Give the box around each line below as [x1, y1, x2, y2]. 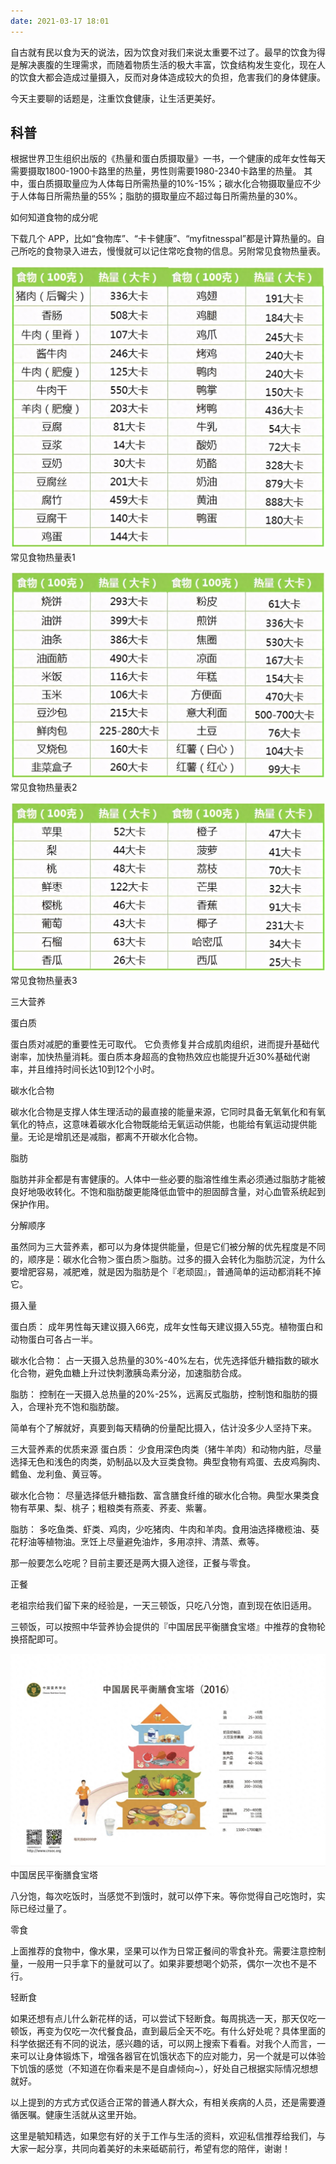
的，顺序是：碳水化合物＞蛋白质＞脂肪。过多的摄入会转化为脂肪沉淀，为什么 [10, 1253, 326, 1265]
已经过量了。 [18, 1902, 72, 1914]
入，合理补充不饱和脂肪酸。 [10, 1400, 125, 1412]
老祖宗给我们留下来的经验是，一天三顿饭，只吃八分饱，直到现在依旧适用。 [10, 1599, 317, 1611]
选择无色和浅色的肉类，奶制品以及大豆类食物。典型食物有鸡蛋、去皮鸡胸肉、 [10, 1455, 326, 1467]
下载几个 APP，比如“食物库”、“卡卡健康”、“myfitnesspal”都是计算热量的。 [10, 233, 317, 245]
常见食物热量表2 [10, 781, 78, 794]
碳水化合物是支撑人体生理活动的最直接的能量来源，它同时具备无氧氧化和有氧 [10, 1105, 326, 1117]
